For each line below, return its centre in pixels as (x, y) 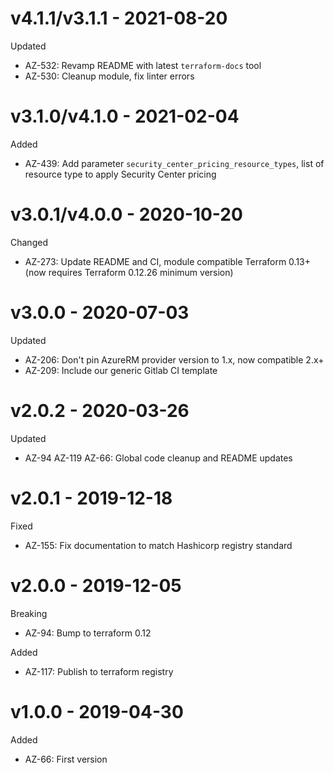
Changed (29, 242)
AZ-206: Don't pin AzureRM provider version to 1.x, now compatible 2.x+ (174, 359)
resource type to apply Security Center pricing (120, 174)
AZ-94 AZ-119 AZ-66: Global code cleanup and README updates (158, 458)
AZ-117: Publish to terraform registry (99, 671)
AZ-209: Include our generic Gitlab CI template (121, 370)
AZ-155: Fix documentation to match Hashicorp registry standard (158, 545)
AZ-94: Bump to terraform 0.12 (88, 633)
